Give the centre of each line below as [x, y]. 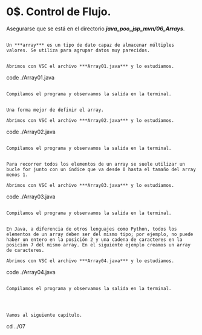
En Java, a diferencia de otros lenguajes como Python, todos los [92, 229]
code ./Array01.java [31, 77]
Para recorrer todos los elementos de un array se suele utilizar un [96, 164]
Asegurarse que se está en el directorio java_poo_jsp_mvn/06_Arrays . [96, 29]
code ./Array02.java [31, 132]
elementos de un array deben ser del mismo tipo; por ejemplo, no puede [100, 234]
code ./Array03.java [31, 197]
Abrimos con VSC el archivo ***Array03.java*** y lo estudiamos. [90, 185]
